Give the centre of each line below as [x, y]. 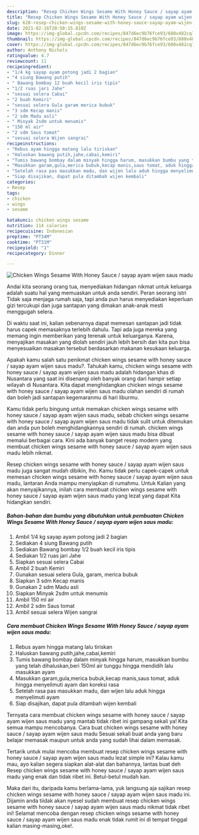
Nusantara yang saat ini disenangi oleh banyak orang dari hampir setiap [94, 378]
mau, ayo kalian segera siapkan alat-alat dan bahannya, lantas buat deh [94, 764]
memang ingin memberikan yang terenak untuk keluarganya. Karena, [91, 336]
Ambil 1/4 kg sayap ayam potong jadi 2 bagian [71, 537]
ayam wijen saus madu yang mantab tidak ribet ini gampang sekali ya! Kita [97, 721]
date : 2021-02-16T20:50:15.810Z [46, 28]
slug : [13, 22]
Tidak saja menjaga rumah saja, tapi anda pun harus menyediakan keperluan [100, 299]
